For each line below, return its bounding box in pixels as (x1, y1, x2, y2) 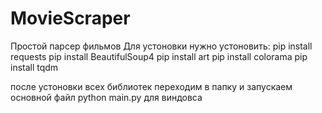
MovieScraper (10, 7, 131, 30)
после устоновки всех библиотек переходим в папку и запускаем (10, 80, 293, 92)
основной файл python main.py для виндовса (10, 91, 203, 103)
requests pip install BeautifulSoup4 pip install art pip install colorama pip (10, 50, 308, 62)
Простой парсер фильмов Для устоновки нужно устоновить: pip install (10, 40, 313, 52)
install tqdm (10, 61, 59, 73)
